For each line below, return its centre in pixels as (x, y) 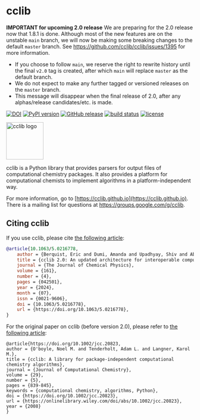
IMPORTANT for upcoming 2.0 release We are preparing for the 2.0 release (100, 27)
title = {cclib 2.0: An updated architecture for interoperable (98, 260)
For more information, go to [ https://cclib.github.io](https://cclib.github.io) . (97, 198)
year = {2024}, (36, 287)
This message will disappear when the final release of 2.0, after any (98, 96)
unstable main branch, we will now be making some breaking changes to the (99, 40)
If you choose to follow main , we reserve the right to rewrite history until (102, 64)
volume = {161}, (37, 271)
